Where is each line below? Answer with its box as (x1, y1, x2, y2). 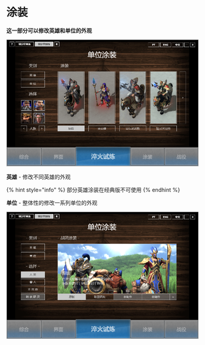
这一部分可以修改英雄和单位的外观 (6, 27, 92, 34)
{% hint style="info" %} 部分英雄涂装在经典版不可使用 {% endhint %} (6, 187, 181, 194)
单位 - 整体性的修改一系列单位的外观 (6, 199, 98, 207)
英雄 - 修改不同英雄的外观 (6, 173, 71, 180)
